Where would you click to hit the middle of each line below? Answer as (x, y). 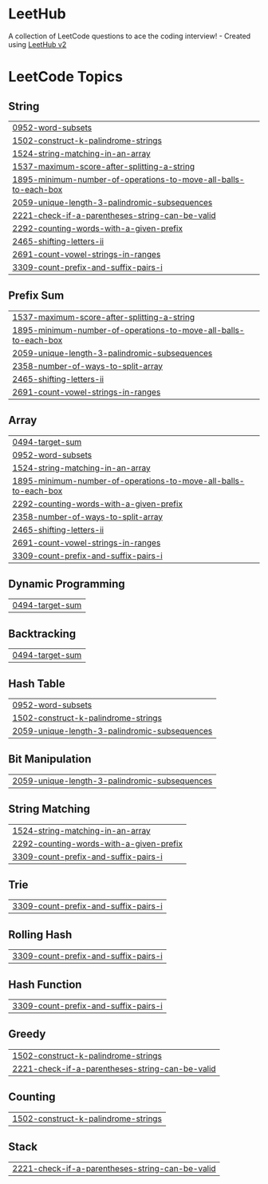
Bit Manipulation (50, 759)
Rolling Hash (40, 935)
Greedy (27, 1034)
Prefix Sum (36, 296)
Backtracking (42, 634)
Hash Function (45, 984)
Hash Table (37, 683)
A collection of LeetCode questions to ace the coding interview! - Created (130, 36)
